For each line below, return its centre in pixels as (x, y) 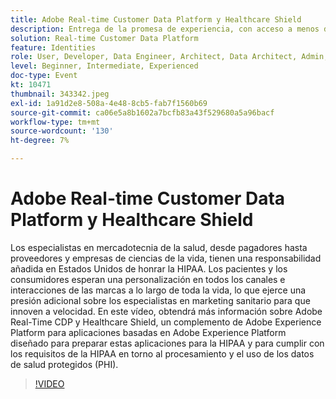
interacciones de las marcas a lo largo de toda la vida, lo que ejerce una (158, 290)
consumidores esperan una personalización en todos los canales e (148, 279)
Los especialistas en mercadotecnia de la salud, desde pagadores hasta (159, 247)
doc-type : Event (44, 76)
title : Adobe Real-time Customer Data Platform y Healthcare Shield (156, 19)
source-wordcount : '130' (62, 131)
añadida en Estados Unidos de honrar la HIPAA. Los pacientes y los (149, 268)
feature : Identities (53, 47)
